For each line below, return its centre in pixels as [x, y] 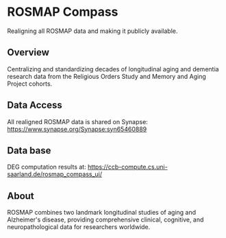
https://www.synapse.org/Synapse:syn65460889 [77, 129]
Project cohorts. [30, 84]
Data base [29, 151]
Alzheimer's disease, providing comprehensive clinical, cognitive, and [105, 219]
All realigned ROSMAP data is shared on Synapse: [78, 121]
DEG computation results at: [47, 167]
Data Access [35, 105]
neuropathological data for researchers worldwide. [79, 227]
